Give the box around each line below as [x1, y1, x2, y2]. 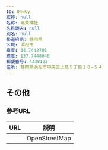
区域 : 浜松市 [6, 42, 34, 48]
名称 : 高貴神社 [6, 20, 39, 26]
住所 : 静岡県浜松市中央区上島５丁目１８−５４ [6, 64, 103, 70]
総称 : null [6, 14, 31, 20]
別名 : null [6, 31, 31, 37]
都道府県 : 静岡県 [6, 36, 43, 42]
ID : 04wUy [6, 8, 31, 15]
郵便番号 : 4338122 [6, 58, 49, 64]
